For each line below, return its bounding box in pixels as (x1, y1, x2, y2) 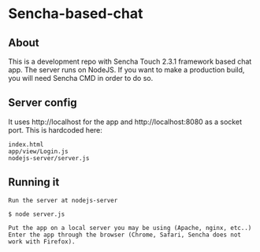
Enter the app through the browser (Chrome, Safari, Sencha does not (8, 231, 242, 239)
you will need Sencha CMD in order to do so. (8, 74, 154, 82)
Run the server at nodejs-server (8, 196, 118, 204)
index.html (8, 141, 44, 148)
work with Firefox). (8, 237, 76, 246)
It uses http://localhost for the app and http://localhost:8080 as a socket (8, 117, 243, 126)
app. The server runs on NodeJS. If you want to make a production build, (8, 65, 245, 75)
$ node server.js (8, 210, 65, 218)
